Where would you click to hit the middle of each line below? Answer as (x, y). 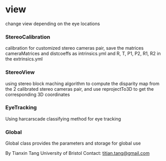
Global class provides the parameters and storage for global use (73, 143)
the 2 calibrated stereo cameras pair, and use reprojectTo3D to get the (80, 89)
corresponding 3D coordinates (38, 94)
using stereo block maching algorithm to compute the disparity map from (82, 84)
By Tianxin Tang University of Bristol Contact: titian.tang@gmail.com (78, 153)
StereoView (20, 72)
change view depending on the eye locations (53, 24)
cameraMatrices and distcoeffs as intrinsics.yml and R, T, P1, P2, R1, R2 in (83, 54)
